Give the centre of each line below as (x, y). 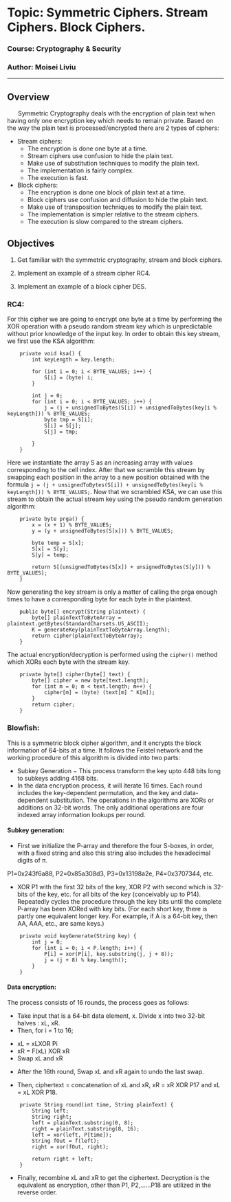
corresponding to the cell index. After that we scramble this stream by (106, 470)
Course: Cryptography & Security (64, 49)
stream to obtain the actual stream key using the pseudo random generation (115, 499)
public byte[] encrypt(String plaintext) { (83, 612)
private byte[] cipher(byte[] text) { (75, 675)
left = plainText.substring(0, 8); (83, 1123)
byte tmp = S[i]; (69, 420)
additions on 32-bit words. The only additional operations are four (110, 807)
